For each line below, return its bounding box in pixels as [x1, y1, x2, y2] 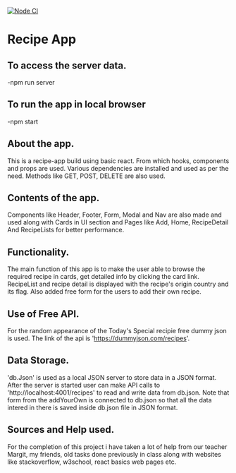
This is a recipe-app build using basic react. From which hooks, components [7, 156, 230, 165]
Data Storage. [7, 354, 69, 366]
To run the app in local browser [7, 99, 147, 111]
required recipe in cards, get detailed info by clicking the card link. [7, 273, 199, 281]
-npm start [7, 117, 39, 126]
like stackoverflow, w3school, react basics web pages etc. [7, 457, 177, 466]
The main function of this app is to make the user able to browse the [7, 265, 206, 273]
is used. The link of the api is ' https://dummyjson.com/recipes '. [7, 334, 190, 342]
